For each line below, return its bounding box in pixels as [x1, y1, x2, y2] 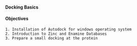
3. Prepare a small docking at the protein [5, 35, 98, 40]
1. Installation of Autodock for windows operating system [5, 27, 132, 32]
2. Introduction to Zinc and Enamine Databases [5, 31, 107, 36]
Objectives [5, 16, 29, 22]
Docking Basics [5, 4, 39, 10]
